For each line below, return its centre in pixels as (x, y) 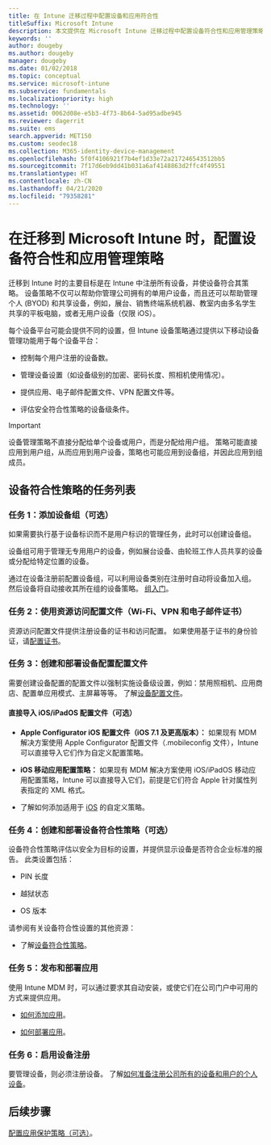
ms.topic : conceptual (45, 76)
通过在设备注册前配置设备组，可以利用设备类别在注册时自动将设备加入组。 (132, 579)
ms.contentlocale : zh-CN (50, 181)
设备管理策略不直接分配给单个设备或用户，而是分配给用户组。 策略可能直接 (133, 442)
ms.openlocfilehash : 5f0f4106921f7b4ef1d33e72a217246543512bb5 (117, 158)
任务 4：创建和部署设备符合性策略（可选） (91, 830)
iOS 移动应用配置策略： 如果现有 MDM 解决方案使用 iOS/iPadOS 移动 (134, 770)
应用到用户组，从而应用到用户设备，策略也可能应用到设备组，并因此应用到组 (135, 452)
